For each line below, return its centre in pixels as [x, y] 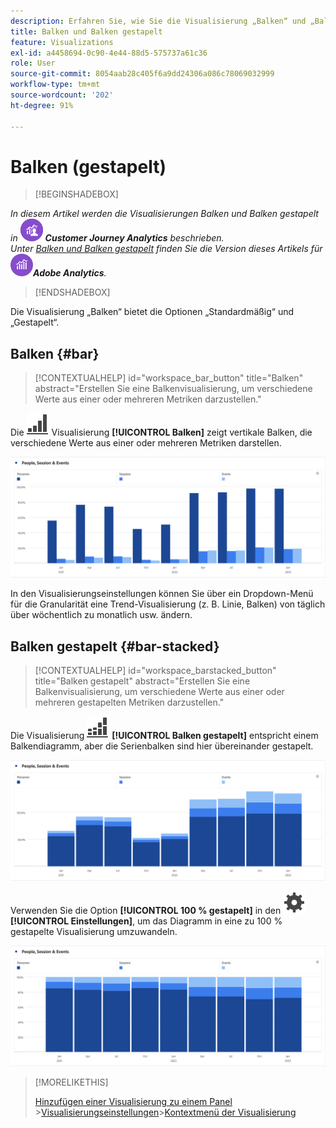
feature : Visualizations [62, 42]
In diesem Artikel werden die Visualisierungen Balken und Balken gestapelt [164, 214]
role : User [33, 63]
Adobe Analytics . [70, 273]
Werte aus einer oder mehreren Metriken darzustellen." [148, 399]
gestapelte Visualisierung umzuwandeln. [94, 931]
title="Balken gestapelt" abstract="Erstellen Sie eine [142, 681]
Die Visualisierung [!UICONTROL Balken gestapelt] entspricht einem [164, 735]
